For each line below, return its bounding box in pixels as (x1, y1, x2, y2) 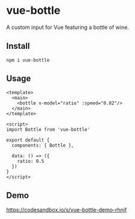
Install (6, 41, 30, 51)
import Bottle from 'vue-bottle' (6, 126, 90, 133)
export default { (6, 137, 50, 143)
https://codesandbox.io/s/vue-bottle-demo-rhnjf (6, 206, 127, 214)
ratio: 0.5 (17, 158, 45, 164)
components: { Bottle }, (11, 142, 74, 148)
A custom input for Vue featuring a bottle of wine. (6, 24, 130, 31)
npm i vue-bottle (6, 57, 50, 63)
